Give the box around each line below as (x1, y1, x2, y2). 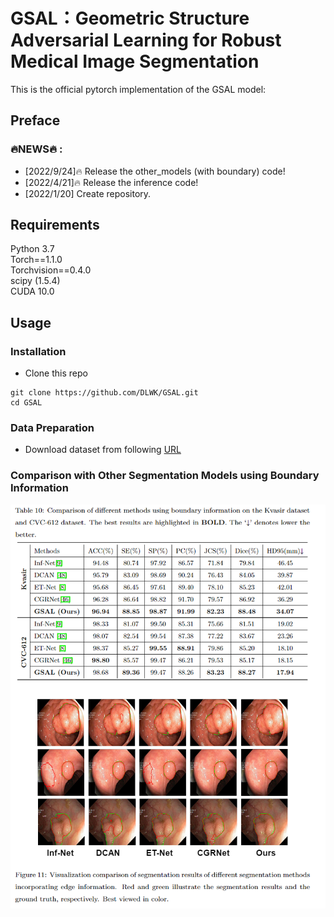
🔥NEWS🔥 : (10, 142, 63, 156)
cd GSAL (10, 398, 43, 408)
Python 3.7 (10, 243, 55, 255)
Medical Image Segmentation (10, 50, 260, 73)
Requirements (10, 217, 100, 234)
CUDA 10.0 (10, 285, 55, 298)
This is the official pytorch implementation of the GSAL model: (10, 83, 267, 95)
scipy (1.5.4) (10, 275, 61, 287)
